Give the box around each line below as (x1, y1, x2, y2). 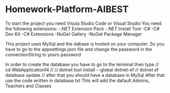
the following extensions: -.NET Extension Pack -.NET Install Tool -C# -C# (5, 25, 160, 31)
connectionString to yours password (5, 52, 81, 58)
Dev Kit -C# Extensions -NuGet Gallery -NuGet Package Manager (5, 31, 142, 37)
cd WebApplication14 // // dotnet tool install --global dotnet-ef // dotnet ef (5, 67, 159, 73)
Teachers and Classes (5, 82, 52, 89)
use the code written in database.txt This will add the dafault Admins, (5, 77, 150, 83)
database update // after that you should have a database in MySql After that (5, 72, 165, 78)
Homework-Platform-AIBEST (5, 4, 129, 15)
